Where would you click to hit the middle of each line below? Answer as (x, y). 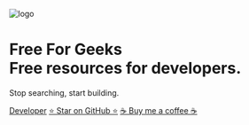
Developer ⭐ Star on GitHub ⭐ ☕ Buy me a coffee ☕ (103, 110)
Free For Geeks (66, 50)
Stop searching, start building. (64, 92)
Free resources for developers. (125, 69)
